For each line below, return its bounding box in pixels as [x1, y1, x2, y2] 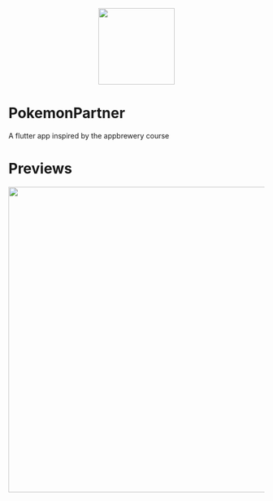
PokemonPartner [8, 104, 126, 122]
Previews [8, 160, 73, 178]
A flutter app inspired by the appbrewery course [8, 130, 170, 140]
